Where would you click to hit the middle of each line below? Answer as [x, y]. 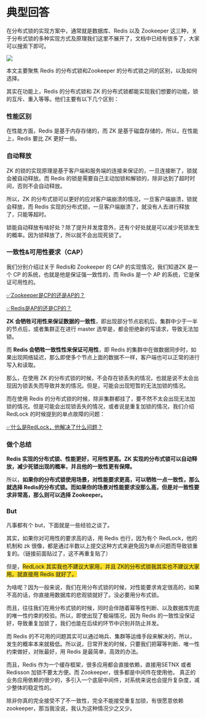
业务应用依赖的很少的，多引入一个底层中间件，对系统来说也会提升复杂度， [100, 680]
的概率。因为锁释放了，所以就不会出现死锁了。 [65, 235]
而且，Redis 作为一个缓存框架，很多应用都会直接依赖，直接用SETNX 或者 [99, 665]
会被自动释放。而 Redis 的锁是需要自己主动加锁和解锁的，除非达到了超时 [98, 178]
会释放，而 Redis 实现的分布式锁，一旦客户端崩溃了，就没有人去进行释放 [98, 207]
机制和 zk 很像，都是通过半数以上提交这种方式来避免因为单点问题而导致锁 [100, 546]
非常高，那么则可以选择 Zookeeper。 [59, 495]
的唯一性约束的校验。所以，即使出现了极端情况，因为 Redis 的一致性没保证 [101, 616]
